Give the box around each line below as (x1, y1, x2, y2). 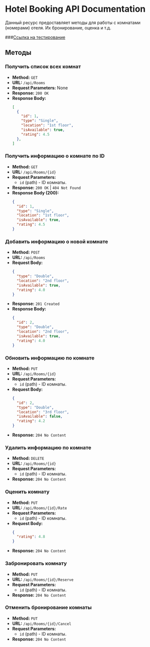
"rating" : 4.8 (17, 534, 45, 539)
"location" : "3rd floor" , (17, 409, 69, 414)
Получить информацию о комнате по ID (5, 153, 105, 160)
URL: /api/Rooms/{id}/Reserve (12, 576, 74, 582)
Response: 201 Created (12, 301, 60, 307)
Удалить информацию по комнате (5, 444, 92, 451)
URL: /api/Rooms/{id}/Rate (12, 504, 67, 510)
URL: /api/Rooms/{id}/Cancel (12, 621, 72, 626)
